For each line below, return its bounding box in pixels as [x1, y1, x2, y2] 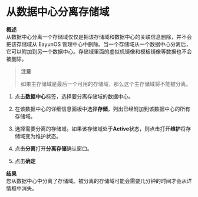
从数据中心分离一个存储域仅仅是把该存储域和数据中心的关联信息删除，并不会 [6, 33, 192, 40]
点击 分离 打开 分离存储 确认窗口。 [14, 145, 93, 152]
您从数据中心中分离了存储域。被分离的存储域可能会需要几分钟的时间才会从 [6, 177, 187, 184]
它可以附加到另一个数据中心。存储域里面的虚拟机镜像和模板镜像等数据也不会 [6, 48, 192, 55]
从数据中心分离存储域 [6, 5, 110, 19]
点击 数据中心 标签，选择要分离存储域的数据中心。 [14, 92, 134, 100]
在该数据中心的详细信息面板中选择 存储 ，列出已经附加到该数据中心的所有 [14, 105, 190, 112]
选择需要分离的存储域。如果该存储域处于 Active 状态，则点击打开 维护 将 [14, 125, 186, 132]
